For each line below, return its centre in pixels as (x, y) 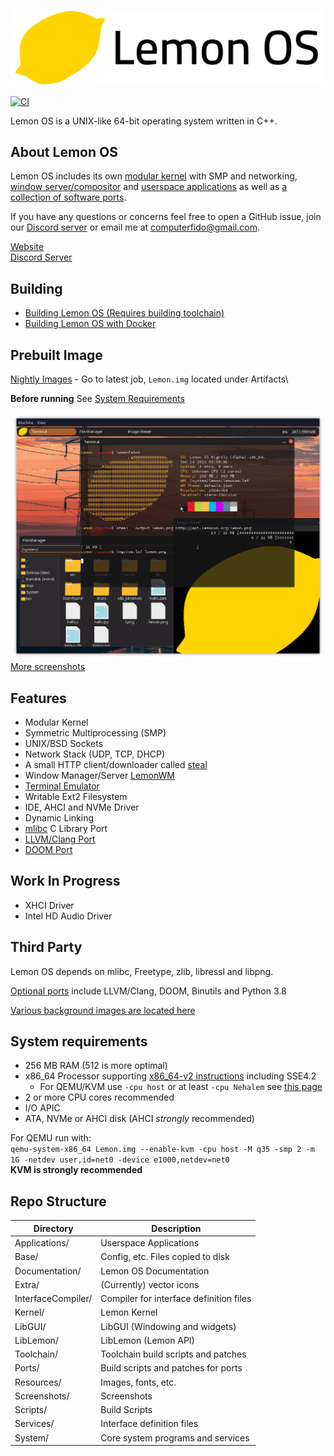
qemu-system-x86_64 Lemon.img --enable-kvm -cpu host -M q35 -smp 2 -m (162, 1150)
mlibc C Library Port (66, 829)
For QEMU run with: (51, 1138)
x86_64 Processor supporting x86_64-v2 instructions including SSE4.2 (170, 1076)
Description (176, 1228)
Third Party (46, 947)
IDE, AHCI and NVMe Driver (82, 807)
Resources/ (38, 1382)
